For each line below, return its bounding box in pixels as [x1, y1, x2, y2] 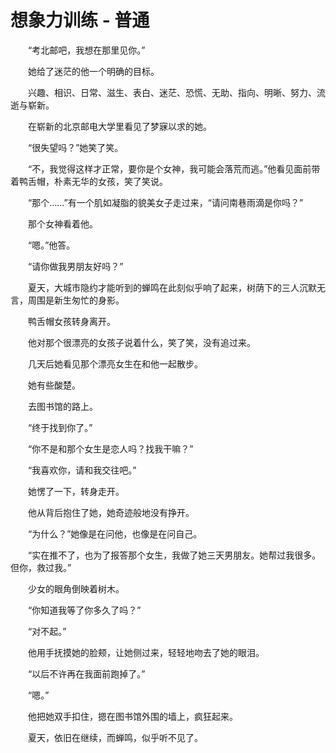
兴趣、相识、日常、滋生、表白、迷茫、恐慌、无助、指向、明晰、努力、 [27, 86, 317, 98]
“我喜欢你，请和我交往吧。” [27, 464, 137, 476]
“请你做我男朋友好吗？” [27, 260, 124, 272]
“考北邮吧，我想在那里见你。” [27, 44, 146, 56]
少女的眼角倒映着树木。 [27, 582, 125, 595]
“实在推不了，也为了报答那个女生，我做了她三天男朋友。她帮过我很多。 [27, 549, 322, 561]
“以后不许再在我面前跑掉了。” [27, 667, 146, 680]
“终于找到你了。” [27, 421, 93, 433]
